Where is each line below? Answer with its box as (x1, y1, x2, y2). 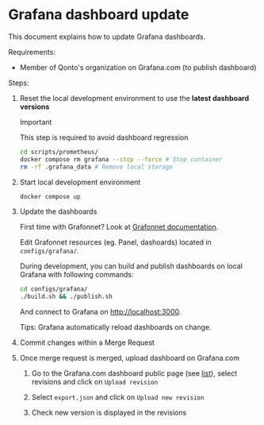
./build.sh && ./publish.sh (19, 292, 113, 301)
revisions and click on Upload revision (31, 377, 159, 387)
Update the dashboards (19, 207, 98, 216)
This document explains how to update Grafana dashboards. (8, 32, 206, 41)
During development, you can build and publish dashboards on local (19, 261, 243, 271)
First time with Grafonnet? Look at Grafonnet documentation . (19, 222, 219, 232)
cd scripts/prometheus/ (19, 148, 99, 156)
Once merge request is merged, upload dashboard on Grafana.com (19, 354, 240, 363)
